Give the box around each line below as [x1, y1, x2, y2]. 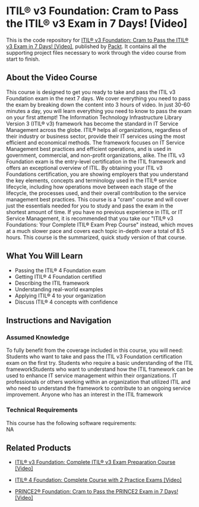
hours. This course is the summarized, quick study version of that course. [6, 234, 187, 241]
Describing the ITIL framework [14, 279, 90, 286]
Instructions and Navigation [6, 315, 112, 325]
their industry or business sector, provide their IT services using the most [6, 133, 185, 140]
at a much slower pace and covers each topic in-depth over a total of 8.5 [6, 227, 185, 234]
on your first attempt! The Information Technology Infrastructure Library [6, 114, 182, 121]
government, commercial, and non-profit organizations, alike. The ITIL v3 [6, 152, 185, 159]
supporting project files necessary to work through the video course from [6, 49, 186, 56]
